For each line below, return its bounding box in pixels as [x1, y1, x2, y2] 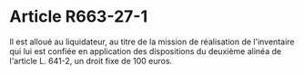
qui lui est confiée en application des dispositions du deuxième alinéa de [9, 45, 282, 56]
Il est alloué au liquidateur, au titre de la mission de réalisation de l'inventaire [9, 36, 295, 47]
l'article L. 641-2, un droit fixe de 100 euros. [9, 55, 173, 66]
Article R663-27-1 [9, 6, 148, 27]
